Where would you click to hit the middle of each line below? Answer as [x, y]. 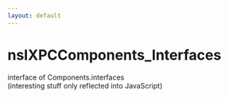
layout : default [34, 16]
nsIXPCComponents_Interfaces [114, 55]
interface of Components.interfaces [66, 77]
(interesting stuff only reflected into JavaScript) [85, 85]
